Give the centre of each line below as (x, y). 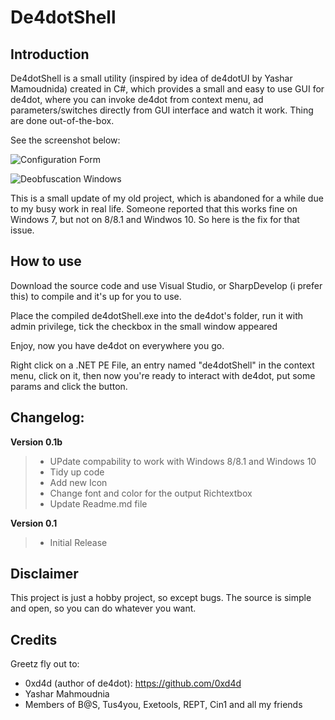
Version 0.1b (36, 442)
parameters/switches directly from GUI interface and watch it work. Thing (162, 110)
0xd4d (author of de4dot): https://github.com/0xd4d (133, 683)
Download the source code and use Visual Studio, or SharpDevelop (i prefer (166, 285)
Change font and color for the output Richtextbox (151, 493)
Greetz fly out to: (45, 664)
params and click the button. (69, 386)
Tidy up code (77, 472)
